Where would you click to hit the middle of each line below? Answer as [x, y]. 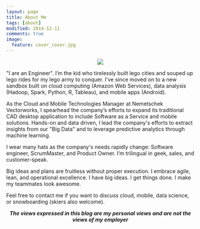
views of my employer [100, 219]
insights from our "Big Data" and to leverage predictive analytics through [96, 129]
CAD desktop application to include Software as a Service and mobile [92, 116]
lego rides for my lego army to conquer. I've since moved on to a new [92, 79]
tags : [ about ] [24, 23]
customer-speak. [27, 159]
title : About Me [26, 17]
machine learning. [28, 135]
